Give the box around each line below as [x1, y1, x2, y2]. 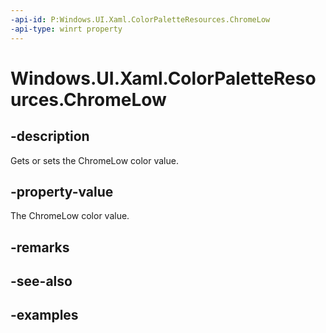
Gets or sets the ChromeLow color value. [10, 154, 179, 166]
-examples [10, 307, 79, 324]
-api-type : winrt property [10, 24, 123, 34]
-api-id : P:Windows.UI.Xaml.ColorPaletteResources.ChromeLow [10, 14, 271, 25]
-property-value [10, 183, 114, 200]
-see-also [10, 273, 73, 290]
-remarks [10, 239, 70, 256]
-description [10, 128, 90, 145]
